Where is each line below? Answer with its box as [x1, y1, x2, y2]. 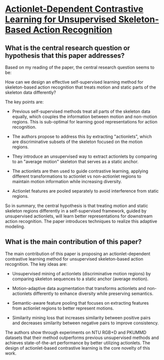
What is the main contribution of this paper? [5, 238, 142, 246]
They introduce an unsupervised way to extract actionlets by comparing [12, 153, 157, 159]
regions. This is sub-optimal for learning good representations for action [12, 119, 158, 124]
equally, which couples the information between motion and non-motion [12, 114, 157, 120]
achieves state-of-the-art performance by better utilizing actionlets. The [5, 339, 150, 346]
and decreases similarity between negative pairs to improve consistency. [12, 320, 159, 326]
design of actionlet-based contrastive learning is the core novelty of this [5, 345, 150, 351]
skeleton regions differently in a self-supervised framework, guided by [5, 208, 147, 214]
